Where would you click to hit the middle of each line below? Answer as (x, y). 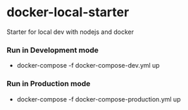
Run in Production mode (49, 84)
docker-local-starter (68, 12)
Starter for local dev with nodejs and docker (70, 32)
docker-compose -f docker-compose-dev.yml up (88, 66)
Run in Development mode (53, 50)
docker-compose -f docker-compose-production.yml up (99, 99)
